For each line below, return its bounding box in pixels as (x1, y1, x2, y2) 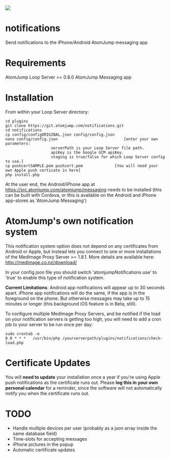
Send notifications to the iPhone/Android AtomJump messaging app (5, 39, 148, 45)
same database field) (12, 430, 58, 437)
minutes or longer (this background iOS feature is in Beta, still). (5, 300, 137, 307)
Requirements (5, 57, 66, 69)
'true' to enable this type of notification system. (5, 274, 105, 281)
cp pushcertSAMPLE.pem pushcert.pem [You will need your (5, 163, 158, 168)
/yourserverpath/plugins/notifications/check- (62, 336, 163, 341)
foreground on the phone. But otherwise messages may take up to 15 (5, 295, 150, 301)
